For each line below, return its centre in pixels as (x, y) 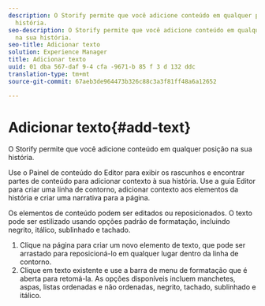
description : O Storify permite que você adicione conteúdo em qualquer (130, 15)
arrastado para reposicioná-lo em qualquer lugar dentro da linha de (129, 254)
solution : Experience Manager (58, 52)
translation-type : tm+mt (49, 74)
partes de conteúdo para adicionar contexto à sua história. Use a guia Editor (132, 181)
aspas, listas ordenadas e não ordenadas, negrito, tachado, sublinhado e (138, 287)
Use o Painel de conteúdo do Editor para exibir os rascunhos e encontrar (127, 173)
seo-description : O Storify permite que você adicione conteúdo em (121, 30)
